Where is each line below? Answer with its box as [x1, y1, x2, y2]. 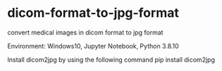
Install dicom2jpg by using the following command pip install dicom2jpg [7, 55, 215, 64]
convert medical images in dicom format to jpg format [7, 28, 164, 37]
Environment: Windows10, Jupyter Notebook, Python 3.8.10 [7, 41, 180, 50]
